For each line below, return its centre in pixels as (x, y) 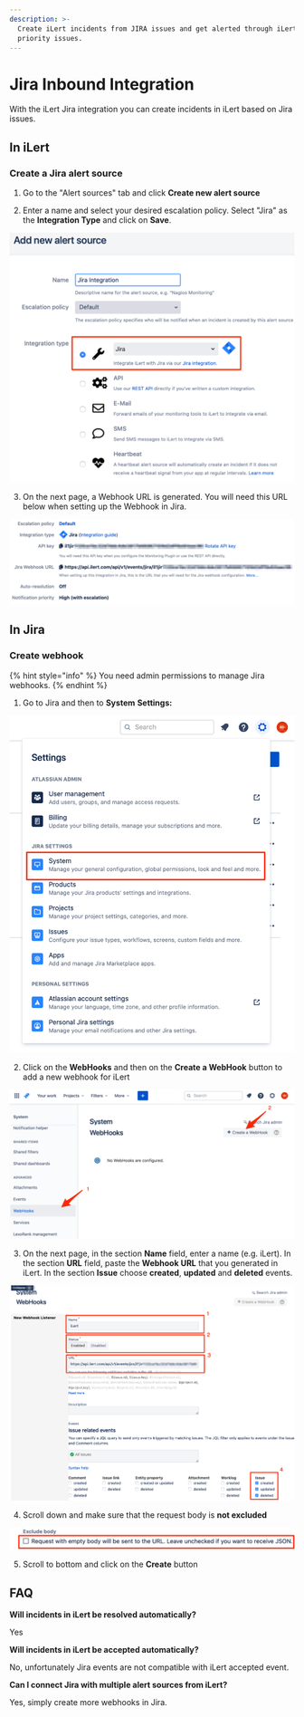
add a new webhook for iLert (76, 1077)
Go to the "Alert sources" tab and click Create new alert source (141, 193)
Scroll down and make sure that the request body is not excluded (145, 1515)
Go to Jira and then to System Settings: (97, 703)
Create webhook (47, 656)
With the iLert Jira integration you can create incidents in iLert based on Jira (151, 110)
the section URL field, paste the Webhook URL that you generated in (150, 1263)
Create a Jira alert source (66, 173)
